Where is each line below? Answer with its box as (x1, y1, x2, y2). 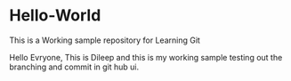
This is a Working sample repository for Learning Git (9, 35, 200, 45)
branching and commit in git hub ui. (9, 61, 140, 72)
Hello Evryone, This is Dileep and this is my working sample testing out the (9, 52, 283, 62)
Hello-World (9, 5, 101, 26)
